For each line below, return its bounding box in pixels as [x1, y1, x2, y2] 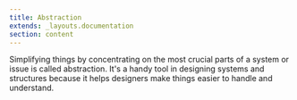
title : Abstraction [9, 12, 82, 22]
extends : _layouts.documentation [9, 21, 134, 30]
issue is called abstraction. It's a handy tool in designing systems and [9, 63, 265, 74]
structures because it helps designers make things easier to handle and [9, 73, 273, 84]
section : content [9, 29, 74, 38]
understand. [9, 82, 55, 94]
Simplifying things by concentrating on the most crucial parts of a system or [9, 54, 289, 65]
